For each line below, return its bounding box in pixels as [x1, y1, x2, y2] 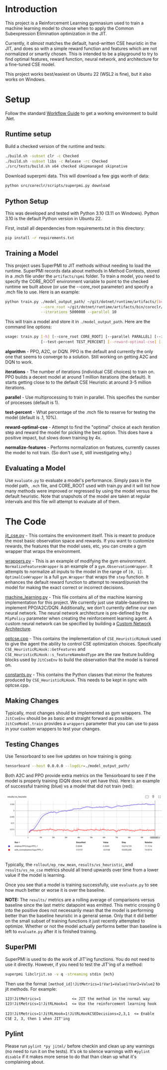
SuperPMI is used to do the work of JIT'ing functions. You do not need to [5, 956, 155, 962]
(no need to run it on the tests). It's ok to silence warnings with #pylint [5, 1048, 150, 1054]
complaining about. [5, 1059, 45, 1065]
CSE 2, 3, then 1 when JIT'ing [5, 1016, 70, 1021]
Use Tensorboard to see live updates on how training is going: [5, 753, 133, 759]
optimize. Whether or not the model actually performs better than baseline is [5, 923, 162, 930]
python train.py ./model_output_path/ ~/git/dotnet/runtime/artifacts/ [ [5, 299, 159, 304]
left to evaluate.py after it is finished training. [5, 929, 97, 935]
